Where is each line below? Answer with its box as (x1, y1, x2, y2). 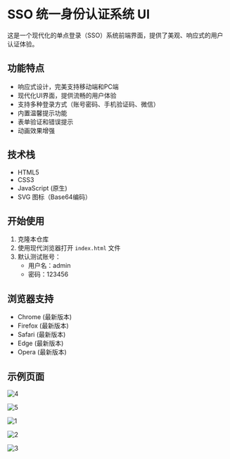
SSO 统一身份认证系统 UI (7, 6, 150, 22)
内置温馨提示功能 (17, 108, 68, 117)
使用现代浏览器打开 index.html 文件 (17, 244, 121, 252)
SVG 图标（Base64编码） (17, 193, 91, 201)
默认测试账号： (17, 252, 61, 261)
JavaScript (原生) (17, 183, 68, 192)
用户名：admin (27, 261, 71, 270)
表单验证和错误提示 (17, 117, 74, 126)
